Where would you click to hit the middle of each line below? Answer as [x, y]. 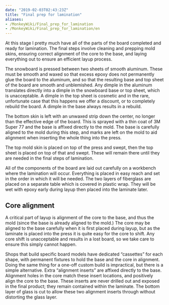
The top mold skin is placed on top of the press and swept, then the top [79, 147]
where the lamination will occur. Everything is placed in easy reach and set [82, 173]
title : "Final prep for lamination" [44, 15]
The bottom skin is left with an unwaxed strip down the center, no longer [80, 116]
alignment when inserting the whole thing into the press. [63, 138]
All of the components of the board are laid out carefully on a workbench [81, 168]
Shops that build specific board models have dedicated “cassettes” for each [84, 254]
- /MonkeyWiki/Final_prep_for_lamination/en [53, 29]
